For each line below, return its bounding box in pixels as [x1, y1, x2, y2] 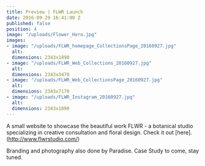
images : [6, 37, 26, 43]
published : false [6, 20, 51, 26]
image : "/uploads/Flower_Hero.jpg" [6, 32, 97, 38]
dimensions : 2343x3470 [12, 71, 70, 78]
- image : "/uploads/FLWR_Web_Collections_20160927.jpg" [6, 60, 152, 66]
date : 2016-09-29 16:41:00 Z [6, 15, 81, 21]
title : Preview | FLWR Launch [6, 9, 84, 15]
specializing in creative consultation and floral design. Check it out [6, 129, 174, 136]
